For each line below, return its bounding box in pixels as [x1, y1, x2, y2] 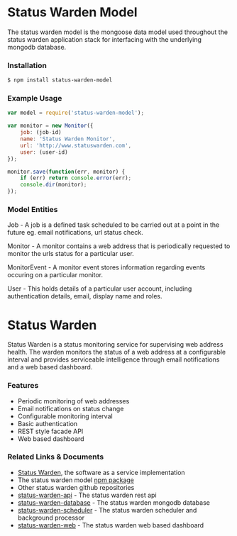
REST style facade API [17, 427, 84, 435]
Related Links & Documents [7, 452, 104, 462]
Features [7, 381, 39, 391]
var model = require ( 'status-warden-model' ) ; [7, 109, 144, 117]
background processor [17, 513, 85, 522]
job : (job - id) [20, 129, 62, 136]
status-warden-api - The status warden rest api [17, 491, 158, 499]
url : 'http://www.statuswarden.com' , [20, 142, 132, 149]
